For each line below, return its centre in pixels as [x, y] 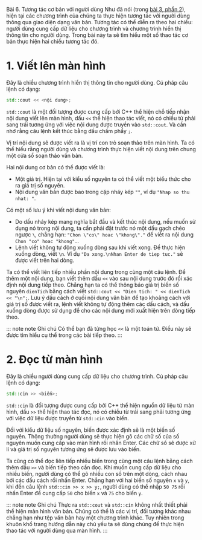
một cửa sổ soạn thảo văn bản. [45, 155]
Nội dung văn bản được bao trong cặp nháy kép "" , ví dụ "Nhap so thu [102, 192]
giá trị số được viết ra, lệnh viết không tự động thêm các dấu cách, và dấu [98, 304]
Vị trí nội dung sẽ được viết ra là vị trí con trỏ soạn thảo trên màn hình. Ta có [100, 143]
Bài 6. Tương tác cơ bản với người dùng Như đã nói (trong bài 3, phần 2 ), [96, 9]
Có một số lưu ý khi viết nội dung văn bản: [59, 210]
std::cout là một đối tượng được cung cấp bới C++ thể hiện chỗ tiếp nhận [98, 111]
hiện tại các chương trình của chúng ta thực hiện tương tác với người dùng [98, 16]
